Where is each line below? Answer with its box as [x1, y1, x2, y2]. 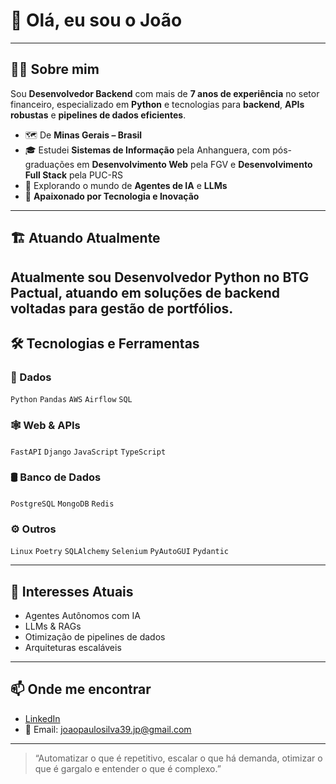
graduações [24, 158, 75, 170]
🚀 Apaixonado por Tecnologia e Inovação [24, 190, 200, 202]
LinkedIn [24, 712, 61, 724]
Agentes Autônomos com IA [24, 609, 141, 621]
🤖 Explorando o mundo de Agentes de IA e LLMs [24, 179, 228, 191]
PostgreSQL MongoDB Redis [10, 499, 115, 509]
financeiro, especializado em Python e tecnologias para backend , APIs [10, 98, 305, 110]
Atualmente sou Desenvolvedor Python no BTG [10, 269, 310, 286]
